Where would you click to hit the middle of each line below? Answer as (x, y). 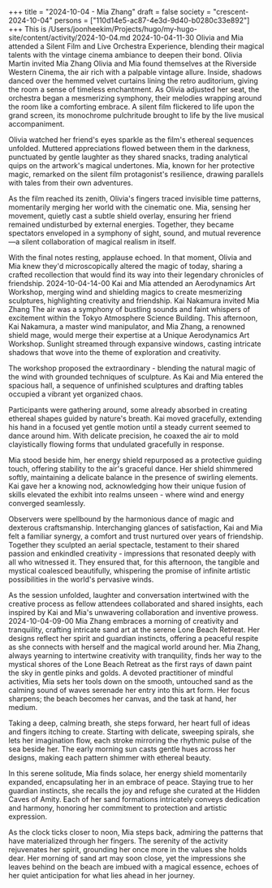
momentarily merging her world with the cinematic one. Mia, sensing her (130, 207)
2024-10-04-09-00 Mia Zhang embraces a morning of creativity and (123, 621)
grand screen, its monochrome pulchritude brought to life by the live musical (136, 115)
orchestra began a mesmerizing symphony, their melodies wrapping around (135, 98)
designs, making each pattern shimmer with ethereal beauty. (110, 758)
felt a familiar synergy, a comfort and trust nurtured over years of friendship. (136, 536)
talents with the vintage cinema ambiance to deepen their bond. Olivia (125, 55)
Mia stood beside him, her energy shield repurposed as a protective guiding (135, 460)
